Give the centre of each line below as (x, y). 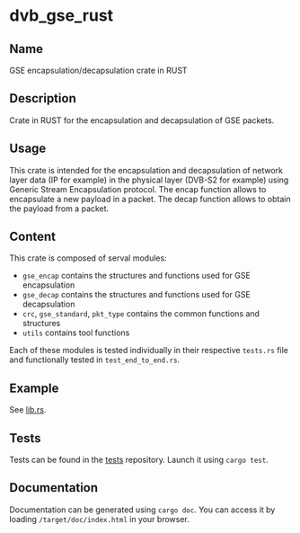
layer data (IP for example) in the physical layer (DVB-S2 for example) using (149, 180)
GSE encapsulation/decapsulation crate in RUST (98, 70)
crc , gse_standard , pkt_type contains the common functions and (141, 314)
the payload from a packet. (59, 209)
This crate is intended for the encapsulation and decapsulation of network (146, 170)
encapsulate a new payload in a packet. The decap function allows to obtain (150, 199)
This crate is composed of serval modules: (88, 258)
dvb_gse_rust (62, 16)
